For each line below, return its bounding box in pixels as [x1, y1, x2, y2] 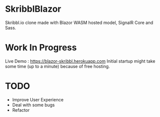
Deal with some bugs [12, 102, 55, 108]
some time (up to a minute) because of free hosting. [5, 63, 110, 69]
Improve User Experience [12, 96, 64, 102]
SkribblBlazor [5, 3, 61, 15]
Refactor [12, 107, 30, 113]
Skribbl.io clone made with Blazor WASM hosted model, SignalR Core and [5, 20, 153, 25]
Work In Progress [5, 42, 77, 53]
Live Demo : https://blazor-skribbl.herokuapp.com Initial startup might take [5, 58, 156, 64]
